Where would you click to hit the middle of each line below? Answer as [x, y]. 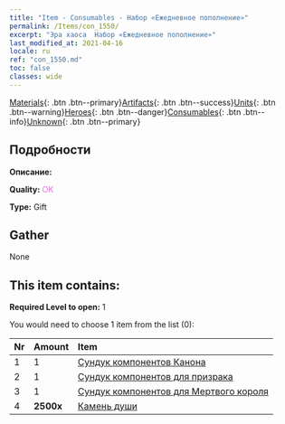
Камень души [107, 406]
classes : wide [36, 77]
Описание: [31, 172]
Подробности [50, 150]
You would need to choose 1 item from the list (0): [102, 325]
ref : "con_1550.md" [46, 60]
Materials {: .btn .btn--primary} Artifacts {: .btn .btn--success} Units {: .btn [142, 102]
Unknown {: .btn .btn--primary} [84, 121]
